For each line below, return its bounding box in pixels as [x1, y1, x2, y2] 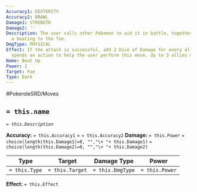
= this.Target [47, 167, 87, 173]
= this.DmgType [93, 167, 135, 173]
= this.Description [6, 121, 54, 127]
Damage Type [93, 157, 134, 165]
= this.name [6, 107, 50, 116]
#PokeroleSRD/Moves [6, 90, 59, 97]
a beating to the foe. [11, 36, 67, 42]
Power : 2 [6, 63, 28, 69]
